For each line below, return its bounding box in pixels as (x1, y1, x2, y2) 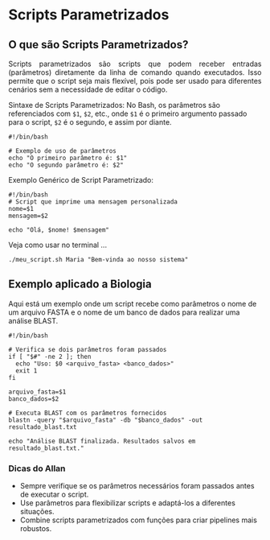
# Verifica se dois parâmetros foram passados (8, 345, 167, 353)
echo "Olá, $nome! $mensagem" (8, 226, 110, 234)
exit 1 (15, 366, 38, 375)
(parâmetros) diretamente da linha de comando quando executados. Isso (8, 68, 262, 77)
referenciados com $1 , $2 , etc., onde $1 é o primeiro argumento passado (8, 109, 247, 118)
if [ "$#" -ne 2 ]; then (8, 352, 92, 361)
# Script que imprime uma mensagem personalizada (8, 198, 178, 206)
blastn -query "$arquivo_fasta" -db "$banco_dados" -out (8, 416, 203, 424)
